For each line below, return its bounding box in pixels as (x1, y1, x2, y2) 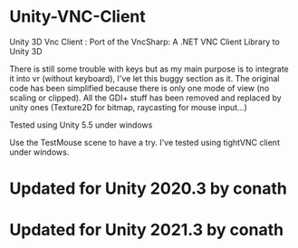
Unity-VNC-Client (9, 6, 147, 27)
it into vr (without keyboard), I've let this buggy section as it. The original (9, 72, 280, 83)
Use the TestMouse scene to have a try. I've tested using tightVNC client (9, 137, 281, 148)
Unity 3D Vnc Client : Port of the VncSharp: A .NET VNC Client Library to (9, 36, 281, 47)
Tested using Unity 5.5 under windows (9, 119, 153, 130)
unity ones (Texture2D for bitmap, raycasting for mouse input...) (9, 101, 247, 112)
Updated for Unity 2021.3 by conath (9, 220, 284, 241)
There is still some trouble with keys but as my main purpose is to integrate (9, 63, 290, 74)
